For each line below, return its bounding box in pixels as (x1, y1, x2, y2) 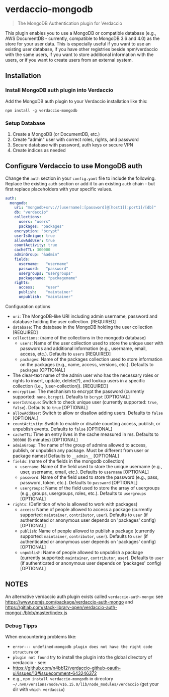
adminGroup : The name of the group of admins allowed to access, (12, 442, 147, 448)
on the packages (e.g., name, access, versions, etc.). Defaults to (20, 361, 154, 367)
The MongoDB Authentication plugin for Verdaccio (17, 20, 122, 26)
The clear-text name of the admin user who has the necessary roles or (12, 372, 159, 378)
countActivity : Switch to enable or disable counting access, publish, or (12, 420, 161, 426)
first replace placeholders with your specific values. (5, 186, 113, 192)
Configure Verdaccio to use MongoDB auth (5, 162, 142, 170)
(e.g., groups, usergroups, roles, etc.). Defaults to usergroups (20, 490, 146, 496)
